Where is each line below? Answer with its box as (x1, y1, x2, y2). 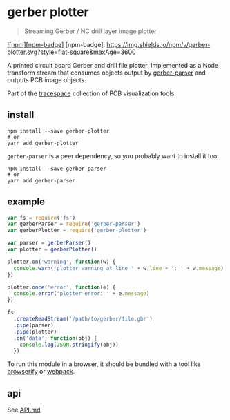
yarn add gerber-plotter (7, 140, 79, 146)
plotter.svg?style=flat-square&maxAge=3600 (7, 48, 136, 56)
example (7, 196, 46, 208)
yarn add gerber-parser (7, 177, 76, 184)
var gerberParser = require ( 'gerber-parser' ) (7, 220, 140, 228)
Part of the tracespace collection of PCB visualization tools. (7, 89, 176, 97)
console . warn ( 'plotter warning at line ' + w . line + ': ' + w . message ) (13, 265, 224, 271)
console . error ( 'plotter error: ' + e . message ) (13, 290, 150, 297)
